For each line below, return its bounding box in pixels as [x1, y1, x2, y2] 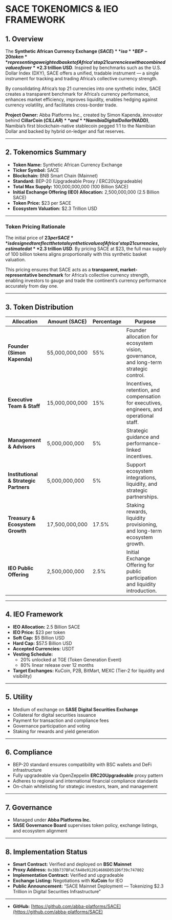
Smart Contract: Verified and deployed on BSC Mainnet [12, 861, 132, 867]
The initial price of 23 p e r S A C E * [5, 235, 74, 241]
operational [126, 412, 154, 419]
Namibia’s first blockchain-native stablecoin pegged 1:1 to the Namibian [5, 123, 156, 129]
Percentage [92, 317, 122, 325]
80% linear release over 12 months [20, 662, 94, 668]
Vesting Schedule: [12, 651, 53, 657]
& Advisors [8, 443, 36, 450]
